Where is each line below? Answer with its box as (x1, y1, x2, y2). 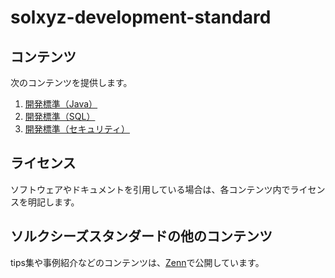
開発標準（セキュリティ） (24, 123, 130, 135)
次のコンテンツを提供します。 (10, 77, 133, 88)
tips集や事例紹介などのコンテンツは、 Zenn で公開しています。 (10, 256, 265, 268)
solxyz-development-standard (10, 6, 272, 29)
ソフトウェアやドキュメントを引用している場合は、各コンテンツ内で (10, 183, 291, 195)
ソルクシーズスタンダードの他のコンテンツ (10, 228, 273, 245)
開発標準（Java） (24, 98, 98, 110)
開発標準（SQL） (24, 111, 96, 122)
